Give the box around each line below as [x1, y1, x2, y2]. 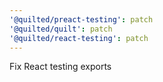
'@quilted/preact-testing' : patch [9, 14, 154, 25]
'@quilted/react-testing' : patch [9, 33, 149, 43]
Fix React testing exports [9, 61, 112, 73]
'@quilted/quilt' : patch [9, 24, 113, 34]
